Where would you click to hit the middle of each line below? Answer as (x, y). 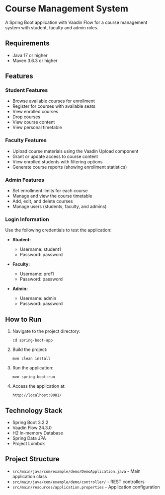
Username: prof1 (37, 274)
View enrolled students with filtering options (57, 161)
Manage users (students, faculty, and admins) (59, 207)
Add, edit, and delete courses (42, 201)
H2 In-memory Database (38, 433)
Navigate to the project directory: (46, 331)
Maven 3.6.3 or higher (35, 61)
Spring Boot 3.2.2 (30, 422)
